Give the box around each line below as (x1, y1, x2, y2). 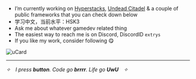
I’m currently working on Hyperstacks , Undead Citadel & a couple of (14, 5, 179, 12)
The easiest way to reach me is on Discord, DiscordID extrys (14, 31, 161, 37)
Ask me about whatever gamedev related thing (14, 25, 127, 32)
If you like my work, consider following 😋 (14, 37, 114, 44)
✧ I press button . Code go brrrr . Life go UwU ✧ (6, 66, 128, 73)
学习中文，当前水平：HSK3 (14, 18, 80, 25)
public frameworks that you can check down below (14, 11, 138, 18)
